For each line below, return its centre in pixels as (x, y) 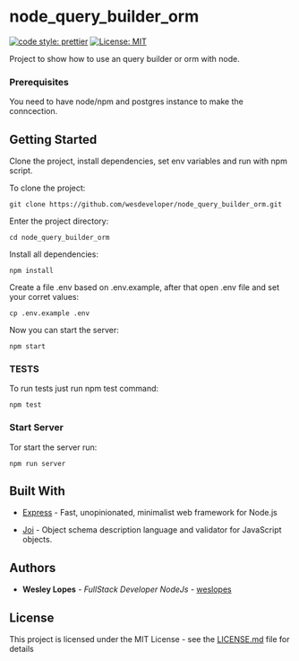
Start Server (37, 427)
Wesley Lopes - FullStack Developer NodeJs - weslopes (127, 589)
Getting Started (53, 140)
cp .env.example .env (50, 313)
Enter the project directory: (59, 221)
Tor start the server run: (53, 447)
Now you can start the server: (64, 330)
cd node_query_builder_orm (60, 238)
